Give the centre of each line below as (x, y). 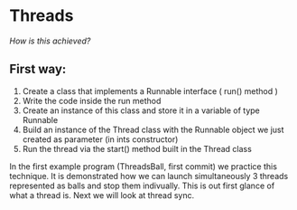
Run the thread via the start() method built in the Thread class (137, 148)
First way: (38, 69)
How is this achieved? (50, 41)
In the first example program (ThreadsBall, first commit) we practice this (144, 166)
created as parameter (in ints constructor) (100, 139)
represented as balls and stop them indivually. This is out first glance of (142, 186)
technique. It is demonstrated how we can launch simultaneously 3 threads (149, 176)
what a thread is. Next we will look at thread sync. (102, 195)
